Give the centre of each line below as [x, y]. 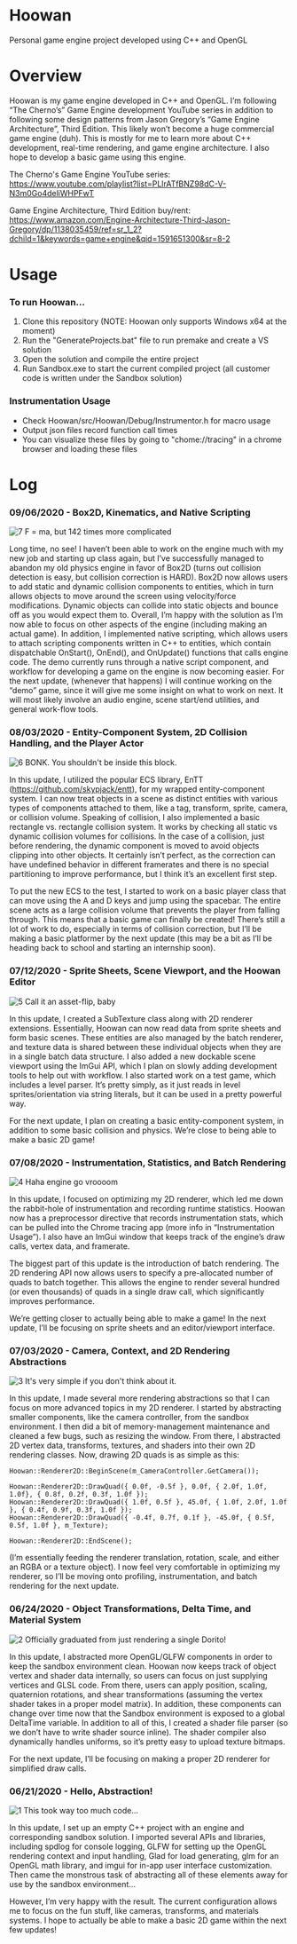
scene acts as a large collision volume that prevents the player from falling [145, 910]
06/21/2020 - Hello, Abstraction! [81, 1791]
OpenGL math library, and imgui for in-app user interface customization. [141, 1865]
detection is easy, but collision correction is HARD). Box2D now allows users [148, 577]
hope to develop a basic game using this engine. [98, 157]
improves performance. [52, 1301]
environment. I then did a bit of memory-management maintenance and [140, 1426]
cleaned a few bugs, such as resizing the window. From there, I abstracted [145, 1436]
